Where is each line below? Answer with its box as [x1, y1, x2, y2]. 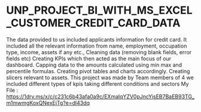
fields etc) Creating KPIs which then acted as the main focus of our [6, 55, 172, 62]
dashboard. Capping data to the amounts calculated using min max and [6, 61, 182, 69]
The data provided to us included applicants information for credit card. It [6, 36, 187, 43]
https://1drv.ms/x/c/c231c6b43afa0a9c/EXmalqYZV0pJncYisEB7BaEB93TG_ [6, 93, 195, 100]
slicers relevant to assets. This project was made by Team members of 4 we [6, 74, 194, 81]
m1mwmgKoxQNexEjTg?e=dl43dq [6, 99, 90, 106]
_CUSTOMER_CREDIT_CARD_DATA [6, 16, 181, 30]
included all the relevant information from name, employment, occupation [6, 42, 187, 49]
